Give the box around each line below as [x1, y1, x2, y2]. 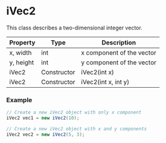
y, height [9, 58, 34, 67]
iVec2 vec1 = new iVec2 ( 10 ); [6, 115, 80, 121]
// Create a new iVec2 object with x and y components [6, 126, 147, 132]
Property [9, 38, 36, 46]
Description [101, 38, 136, 46]
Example [6, 96, 33, 104]
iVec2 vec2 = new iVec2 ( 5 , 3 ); [6, 131, 85, 138]
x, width [9, 48, 32, 56]
